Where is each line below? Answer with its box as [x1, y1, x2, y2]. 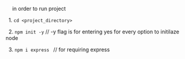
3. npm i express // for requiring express [8, 46, 110, 53]
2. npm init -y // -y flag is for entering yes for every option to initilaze [8, 28, 180, 35]
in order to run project [12, 5, 66, 12]
